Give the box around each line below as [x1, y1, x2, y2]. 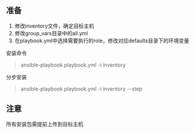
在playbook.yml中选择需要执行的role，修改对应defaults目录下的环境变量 [14, 37, 190, 44]
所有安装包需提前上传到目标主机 [6, 120, 83, 128]
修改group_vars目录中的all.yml [14, 29, 88, 36]
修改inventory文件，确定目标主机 [14, 22, 95, 29]
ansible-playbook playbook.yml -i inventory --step [20, 85, 143, 92]
